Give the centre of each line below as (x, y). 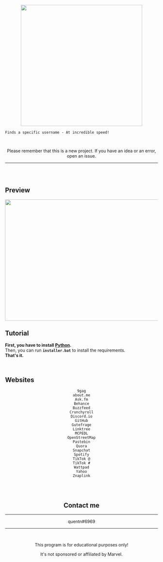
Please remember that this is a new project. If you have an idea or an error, (81, 151)
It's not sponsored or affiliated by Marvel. (81, 554)
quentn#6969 (81, 522)
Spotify (81, 455)
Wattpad (81, 467)
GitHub (81, 421)
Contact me (81, 505)
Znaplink (81, 476)
